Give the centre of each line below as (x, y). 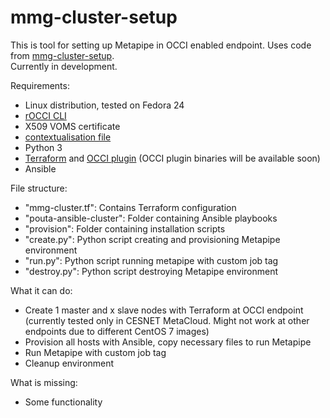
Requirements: (40, 85)
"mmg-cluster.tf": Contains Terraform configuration (130, 207)
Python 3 (43, 147)
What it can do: (41, 290)
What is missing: (44, 382)
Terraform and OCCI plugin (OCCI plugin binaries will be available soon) (172, 158)
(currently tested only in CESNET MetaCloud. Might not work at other (167, 320)
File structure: (39, 188)
